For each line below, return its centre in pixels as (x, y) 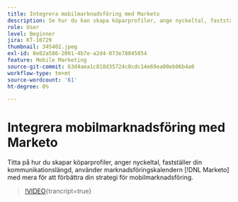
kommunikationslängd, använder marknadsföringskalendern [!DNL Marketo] (118, 170)
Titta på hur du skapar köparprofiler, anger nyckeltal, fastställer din (105, 162)
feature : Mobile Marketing (47, 60)
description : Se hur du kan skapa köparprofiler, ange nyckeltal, (107, 21)
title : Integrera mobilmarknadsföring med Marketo (84, 14)
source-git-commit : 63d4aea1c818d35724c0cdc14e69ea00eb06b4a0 (101, 67)
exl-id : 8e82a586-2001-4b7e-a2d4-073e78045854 (77, 54)
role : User (23, 27)
